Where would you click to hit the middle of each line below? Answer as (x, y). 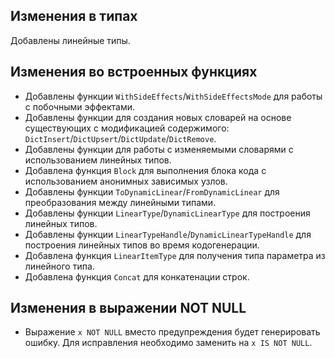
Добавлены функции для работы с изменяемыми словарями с (159, 149)
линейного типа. (59, 266)
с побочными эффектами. (80, 106)
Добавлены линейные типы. (70, 40)
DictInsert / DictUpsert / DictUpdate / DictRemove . (120, 138)
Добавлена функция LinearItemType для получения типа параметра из (175, 255)
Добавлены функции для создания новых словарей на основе (158, 117)
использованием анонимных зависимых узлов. (126, 181)
